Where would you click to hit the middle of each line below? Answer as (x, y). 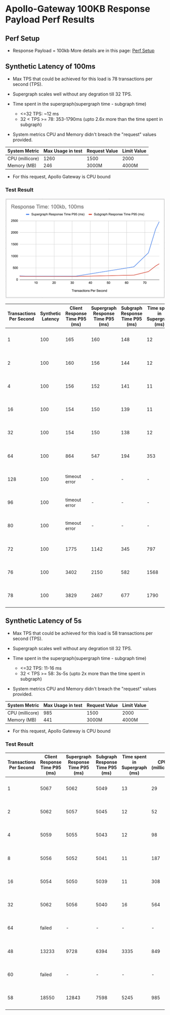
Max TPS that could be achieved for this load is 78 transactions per (82, 79)
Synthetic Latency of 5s (44, 621)
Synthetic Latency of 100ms (50, 67)
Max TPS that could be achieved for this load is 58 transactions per (83, 633)
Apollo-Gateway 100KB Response (78, 9)
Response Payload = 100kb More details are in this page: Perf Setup (83, 51)
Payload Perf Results (50, 20)
